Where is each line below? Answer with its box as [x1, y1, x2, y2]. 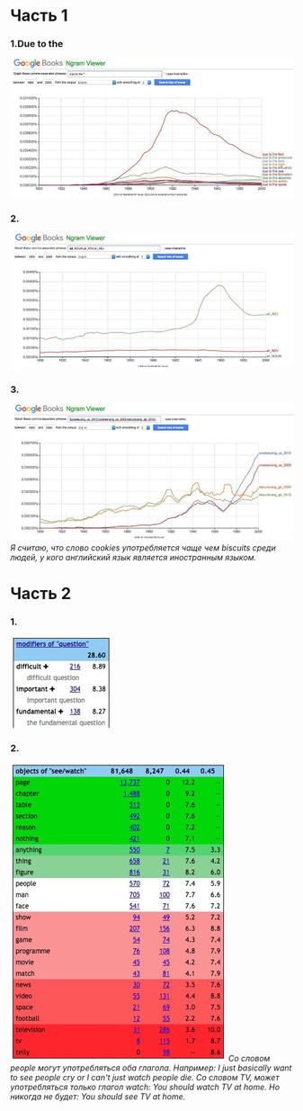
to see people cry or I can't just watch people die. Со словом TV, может [10, 1071, 280, 1082]
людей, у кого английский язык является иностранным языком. [10, 552, 257, 562]
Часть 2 [10, 584, 71, 604]
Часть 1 [10, 5, 68, 26]
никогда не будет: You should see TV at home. [10, 1090, 186, 1102]
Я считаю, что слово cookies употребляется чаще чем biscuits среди [10, 542, 277, 553]
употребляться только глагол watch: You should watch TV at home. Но [10, 1081, 281, 1092]
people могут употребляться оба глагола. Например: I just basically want [10, 1062, 292, 1073]
